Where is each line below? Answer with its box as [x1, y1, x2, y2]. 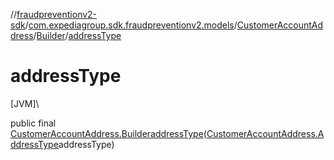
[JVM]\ [10, 97, 40, 109]
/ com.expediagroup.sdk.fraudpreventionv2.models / [24, 19, 238, 31]
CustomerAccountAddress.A [206, 127, 325, 139]
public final [10, 117, 57, 129]
